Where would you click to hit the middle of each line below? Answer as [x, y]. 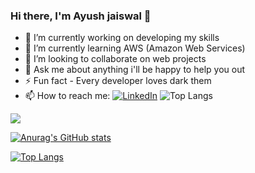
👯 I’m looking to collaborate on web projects [115, 59]
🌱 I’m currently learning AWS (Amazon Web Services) [135, 48]
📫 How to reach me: [67, 96]
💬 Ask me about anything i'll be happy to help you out [134, 70]
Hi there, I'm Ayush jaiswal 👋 [81, 16]
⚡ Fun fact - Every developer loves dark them [118, 81]
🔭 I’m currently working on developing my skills [122, 38]
